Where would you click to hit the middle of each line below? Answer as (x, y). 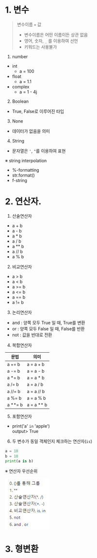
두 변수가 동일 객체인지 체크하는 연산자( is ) (52, 441)
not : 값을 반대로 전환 (32, 335)
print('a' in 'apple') (31, 426)
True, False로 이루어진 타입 (38, 111)
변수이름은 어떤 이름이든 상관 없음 (56, 35)
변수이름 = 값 (29, 24)
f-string (20, 180)
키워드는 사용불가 (40, 47)
